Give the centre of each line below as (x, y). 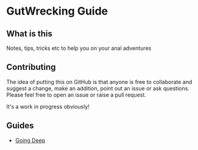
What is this (30, 34)
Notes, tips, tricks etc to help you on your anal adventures (79, 48)
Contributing (31, 67)
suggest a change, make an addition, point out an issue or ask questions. (98, 88)
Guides (20, 126)
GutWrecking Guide (57, 11)
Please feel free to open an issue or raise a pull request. (76, 95)
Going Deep (30, 140)
